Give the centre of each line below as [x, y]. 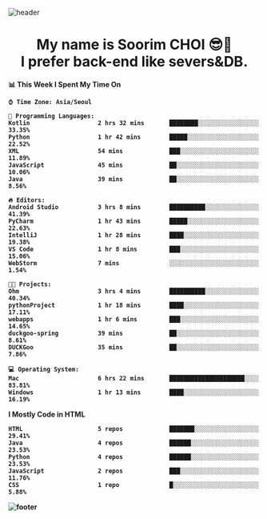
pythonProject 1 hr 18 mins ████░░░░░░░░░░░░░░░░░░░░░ [134, 305]
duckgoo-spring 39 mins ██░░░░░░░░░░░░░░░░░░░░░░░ [134, 333]
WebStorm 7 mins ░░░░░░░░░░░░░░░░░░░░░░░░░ [134, 263]
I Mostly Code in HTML [47, 414]
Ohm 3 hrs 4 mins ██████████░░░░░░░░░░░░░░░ [134, 291]
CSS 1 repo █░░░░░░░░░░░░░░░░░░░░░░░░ [134, 485]
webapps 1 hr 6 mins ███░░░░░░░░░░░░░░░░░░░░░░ [134, 319]
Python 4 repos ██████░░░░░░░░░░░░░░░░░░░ [134, 457]
